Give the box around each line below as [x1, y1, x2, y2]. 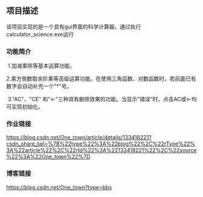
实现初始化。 [11, 103, 43, 110]
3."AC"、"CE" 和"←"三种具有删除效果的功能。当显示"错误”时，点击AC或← [7, 96, 192, 103]
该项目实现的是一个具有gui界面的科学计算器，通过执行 [6, 23, 141, 30]
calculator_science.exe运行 [6, 30, 74, 38]
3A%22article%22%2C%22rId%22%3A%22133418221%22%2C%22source [6, 147, 197, 154]
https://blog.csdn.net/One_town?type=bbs [6, 184, 112, 191]
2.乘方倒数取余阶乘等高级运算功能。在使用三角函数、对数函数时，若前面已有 [6, 75, 196, 82]
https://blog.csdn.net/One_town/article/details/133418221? [6, 134, 152, 141]
